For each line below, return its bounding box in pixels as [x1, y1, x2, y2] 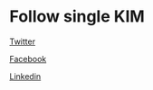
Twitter [9, 36, 36, 47]
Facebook [9, 53, 47, 64]
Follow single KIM [9, 6, 145, 27]
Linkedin [9, 70, 42, 82]
